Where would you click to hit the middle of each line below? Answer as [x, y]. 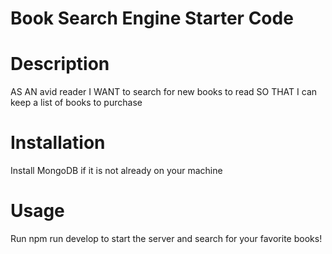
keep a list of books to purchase [76, 103]
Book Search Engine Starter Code [152, 18]
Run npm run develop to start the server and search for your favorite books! [166, 238]
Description [60, 64]
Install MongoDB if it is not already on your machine [116, 171]
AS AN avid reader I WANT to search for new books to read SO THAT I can [164, 92]
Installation [58, 143]
